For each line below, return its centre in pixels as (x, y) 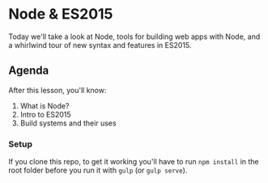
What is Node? (45, 105)
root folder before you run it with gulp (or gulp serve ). (98, 170)
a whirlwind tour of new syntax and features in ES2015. (100, 45)
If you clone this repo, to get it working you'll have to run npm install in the (134, 162)
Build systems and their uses (68, 123)
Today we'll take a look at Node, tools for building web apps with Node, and (134, 36)
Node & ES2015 (61, 14)
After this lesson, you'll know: (57, 90)
